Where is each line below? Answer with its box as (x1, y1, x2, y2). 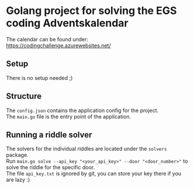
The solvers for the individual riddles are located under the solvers (6, 145, 167, 152)
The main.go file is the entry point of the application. (6, 113, 131, 120)
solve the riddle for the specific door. (6, 164, 95, 171)
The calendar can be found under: (6, 36, 89, 43)
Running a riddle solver (6, 129, 92, 139)
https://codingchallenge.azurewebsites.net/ (6, 42, 111, 49)
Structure (6, 92, 42, 101)
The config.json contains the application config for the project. (6, 107, 159, 114)
